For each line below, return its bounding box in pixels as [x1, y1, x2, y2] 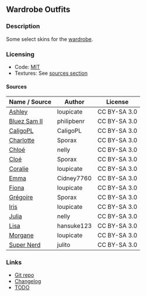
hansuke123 [57, 222, 92, 230]
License [106, 98, 129, 106]
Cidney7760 [57, 174, 92, 183]
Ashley [9, 108, 28, 116]
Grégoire [9, 193, 33, 201]
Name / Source [9, 98, 51, 106]
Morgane [9, 231, 34, 239]
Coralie [9, 165, 29, 173]
